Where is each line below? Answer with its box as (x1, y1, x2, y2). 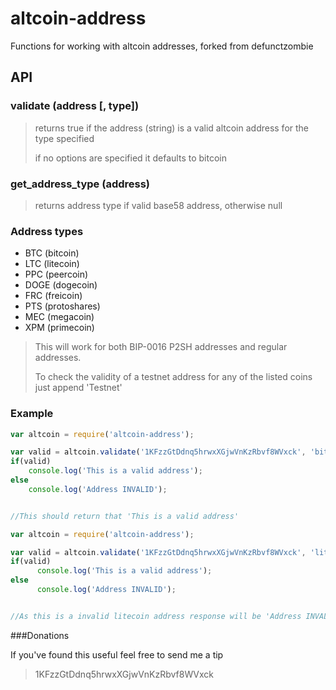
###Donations (10, 629, 70, 641)
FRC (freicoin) (24, 290, 83, 302)
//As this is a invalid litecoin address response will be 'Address (10, 611, 302, 621)
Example (10, 407, 54, 421)
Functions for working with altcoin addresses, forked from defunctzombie (10, 40, 314, 52)
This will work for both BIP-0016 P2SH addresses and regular (34, 341, 288, 353)
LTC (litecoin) (24, 258, 80, 270)
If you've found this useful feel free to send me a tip (10, 648, 224, 661)
